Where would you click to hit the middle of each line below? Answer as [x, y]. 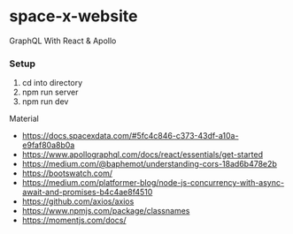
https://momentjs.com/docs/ [74, 220]
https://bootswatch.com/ [67, 173]
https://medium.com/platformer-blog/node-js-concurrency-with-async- [153, 183]
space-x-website [73, 16]
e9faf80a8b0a [48, 145]
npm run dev [45, 102]
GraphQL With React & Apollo [63, 41]
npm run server [50, 92]
